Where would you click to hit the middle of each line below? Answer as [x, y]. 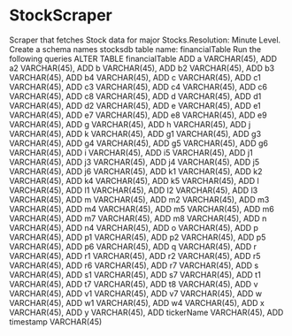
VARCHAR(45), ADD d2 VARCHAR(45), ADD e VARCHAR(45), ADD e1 [135, 105]
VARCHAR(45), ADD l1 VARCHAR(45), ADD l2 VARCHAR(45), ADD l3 [134, 190]
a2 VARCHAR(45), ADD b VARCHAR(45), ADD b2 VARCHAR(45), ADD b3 [142, 68]
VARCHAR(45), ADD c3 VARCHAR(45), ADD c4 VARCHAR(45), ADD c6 [138, 87]
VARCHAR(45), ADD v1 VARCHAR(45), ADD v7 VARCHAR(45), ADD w [136, 294]
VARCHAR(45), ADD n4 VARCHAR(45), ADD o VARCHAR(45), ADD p [134, 227]
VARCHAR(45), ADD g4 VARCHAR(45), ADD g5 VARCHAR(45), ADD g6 [138, 143]
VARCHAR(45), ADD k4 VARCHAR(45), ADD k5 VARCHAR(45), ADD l [134, 180]
